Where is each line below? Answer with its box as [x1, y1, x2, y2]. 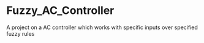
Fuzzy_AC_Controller [6, 4, 115, 18]
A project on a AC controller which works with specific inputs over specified [6, 24, 198, 31]
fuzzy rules [6, 30, 35, 37]
